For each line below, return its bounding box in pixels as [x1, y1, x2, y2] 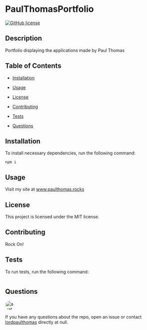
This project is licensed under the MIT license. [5, 214, 99, 220]
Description [5, 34, 42, 43]
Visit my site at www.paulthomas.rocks [5, 187, 85, 192]
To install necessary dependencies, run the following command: [5, 150, 136, 156]
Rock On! [5, 241, 24, 247]
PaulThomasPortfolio [5, 3, 94, 15]
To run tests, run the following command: [5, 269, 89, 275]
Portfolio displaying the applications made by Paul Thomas [5, 47, 125, 53]
